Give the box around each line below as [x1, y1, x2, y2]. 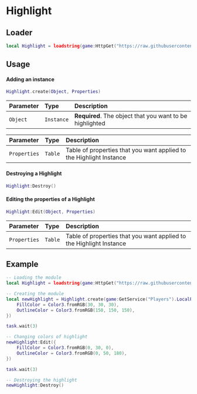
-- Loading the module [6, 275, 62, 281]
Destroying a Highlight [6, 169, 62, 177]
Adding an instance [6, 75, 55, 83]
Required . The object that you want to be [74, 112, 188, 120]
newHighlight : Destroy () [6, 382, 64, 389]
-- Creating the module [6, 291, 64, 297]
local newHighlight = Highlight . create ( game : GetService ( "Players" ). [6, 296, 177, 302]
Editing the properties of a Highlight [6, 196, 95, 203]
